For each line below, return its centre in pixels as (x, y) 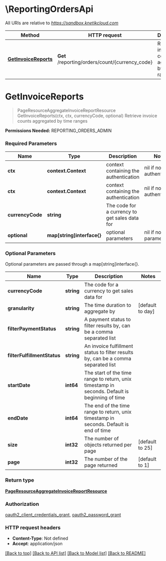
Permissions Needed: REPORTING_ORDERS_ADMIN (59, 131)
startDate (19, 385)
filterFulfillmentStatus (34, 355)
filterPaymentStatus (32, 329)
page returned (101, 465)
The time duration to (108, 305)
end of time (98, 430)
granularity (21, 308)
